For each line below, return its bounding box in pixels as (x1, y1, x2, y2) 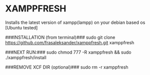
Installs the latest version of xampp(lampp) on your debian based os (5, 19, 145, 25)
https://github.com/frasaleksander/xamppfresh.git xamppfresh (5, 39, 134, 45)
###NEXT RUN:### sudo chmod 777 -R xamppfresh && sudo (5, 49, 131, 55)
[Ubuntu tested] (5, 24, 38, 30)
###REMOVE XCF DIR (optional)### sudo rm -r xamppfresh (5, 64, 128, 70)
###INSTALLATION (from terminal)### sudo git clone (5, 34, 115, 40)
